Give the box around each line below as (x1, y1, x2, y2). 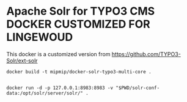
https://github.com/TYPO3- (111, 50, 182, 57)
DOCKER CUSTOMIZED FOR (6, 17, 151, 31)
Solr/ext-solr (6, 57, 38, 64)
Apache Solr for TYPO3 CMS (6, 4, 155, 18)
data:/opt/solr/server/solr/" (6, 90, 84, 96)
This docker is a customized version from (6, 50, 111, 57)
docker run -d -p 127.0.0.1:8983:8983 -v (6, 84, 114, 91)
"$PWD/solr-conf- (116, 84, 160, 91)
